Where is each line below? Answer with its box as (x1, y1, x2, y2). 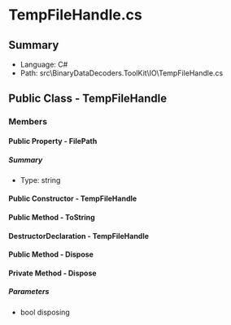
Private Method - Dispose (8, 268, 97, 278)
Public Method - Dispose (8, 249, 94, 259)
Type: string (20, 175, 61, 184)
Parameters (8, 287, 50, 297)
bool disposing (20, 307, 71, 317)
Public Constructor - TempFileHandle (8, 193, 137, 204)
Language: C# (20, 59, 68, 69)
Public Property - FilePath (8, 136, 98, 145)
